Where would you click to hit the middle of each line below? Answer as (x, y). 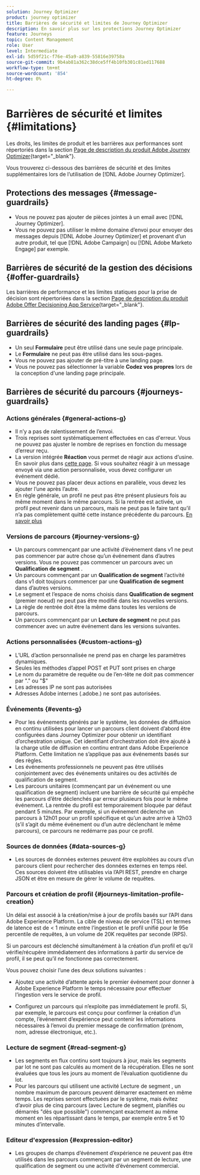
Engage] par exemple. (42, 249)
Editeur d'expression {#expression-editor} (70, 1140)
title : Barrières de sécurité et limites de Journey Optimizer (87, 23)
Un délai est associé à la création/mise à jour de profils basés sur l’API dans (100, 914)
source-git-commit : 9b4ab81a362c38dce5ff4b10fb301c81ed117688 (86, 62)
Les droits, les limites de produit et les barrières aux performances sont (95, 143)
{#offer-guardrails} (43, 277)
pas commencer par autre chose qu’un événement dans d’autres (95, 556)
